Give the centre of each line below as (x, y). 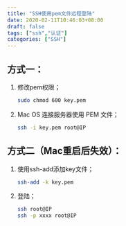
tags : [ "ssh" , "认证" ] (37, 33)
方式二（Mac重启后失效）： (65, 151)
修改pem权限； (39, 87)
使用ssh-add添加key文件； (55, 169)
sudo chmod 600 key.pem (52, 100)
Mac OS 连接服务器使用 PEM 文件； (68, 114)
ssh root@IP (34, 209)
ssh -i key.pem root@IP (52, 128)
